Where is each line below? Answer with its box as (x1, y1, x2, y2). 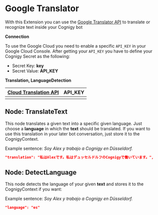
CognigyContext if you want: (5, 186, 62, 192)
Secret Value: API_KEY (12, 68, 58, 73)
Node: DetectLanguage (5, 168, 77, 177)
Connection (5, 34, 30, 39)
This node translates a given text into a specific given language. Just (5, 120, 142, 126)
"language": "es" (5, 205, 40, 210)
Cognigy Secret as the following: (5, 53, 70, 59)
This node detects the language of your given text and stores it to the (5, 181, 144, 187)
